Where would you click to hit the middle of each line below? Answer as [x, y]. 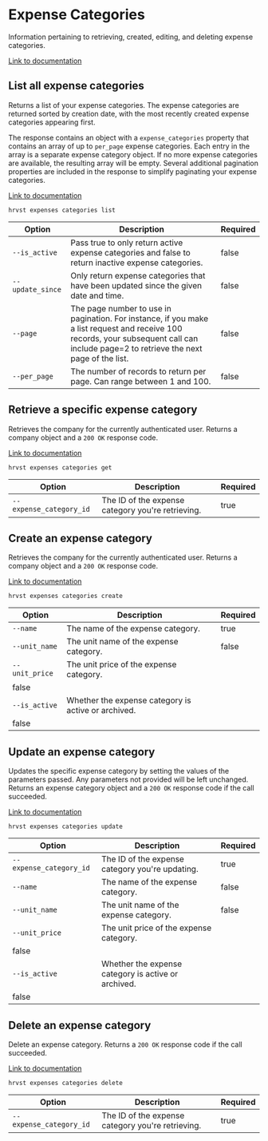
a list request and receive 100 [126, 328]
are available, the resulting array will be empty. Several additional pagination [134, 163]
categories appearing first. [52, 122]
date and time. [97, 295]
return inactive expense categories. [137, 263]
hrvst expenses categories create [66, 596]
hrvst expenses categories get [60, 467]
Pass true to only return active [127, 243]
